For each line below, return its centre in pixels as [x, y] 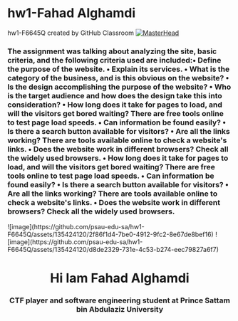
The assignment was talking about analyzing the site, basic [112, 51]
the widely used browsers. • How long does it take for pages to [118, 158]
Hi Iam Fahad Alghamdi [120, 278]
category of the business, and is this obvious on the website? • [118, 78]
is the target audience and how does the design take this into [115, 95]
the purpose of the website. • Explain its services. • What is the [119, 69]
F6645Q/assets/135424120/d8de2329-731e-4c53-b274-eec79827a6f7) [113, 250]
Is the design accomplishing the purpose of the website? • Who [119, 87]
